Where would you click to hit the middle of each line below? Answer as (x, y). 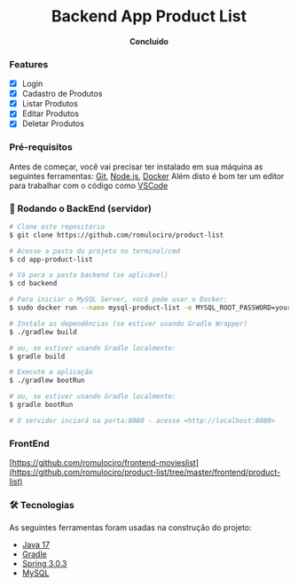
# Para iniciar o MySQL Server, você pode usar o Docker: (118, 300)
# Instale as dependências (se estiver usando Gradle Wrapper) (129, 324)
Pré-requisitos (41, 147)
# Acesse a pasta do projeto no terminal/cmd (94, 251)
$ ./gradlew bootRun (47, 380)
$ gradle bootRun (41, 405)
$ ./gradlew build (43, 332)
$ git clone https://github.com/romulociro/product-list (117, 235)
